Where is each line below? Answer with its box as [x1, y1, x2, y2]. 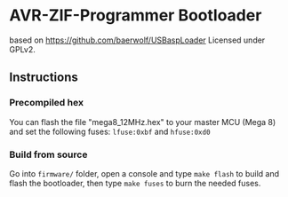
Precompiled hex [9, 97, 84, 109]
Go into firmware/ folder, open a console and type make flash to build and [9, 168, 280, 178]
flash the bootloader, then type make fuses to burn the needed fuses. [9, 177, 261, 188]
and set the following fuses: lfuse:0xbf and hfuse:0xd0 [9, 126, 211, 137]
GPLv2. [9, 43, 36, 54]
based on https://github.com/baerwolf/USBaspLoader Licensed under [9, 35, 266, 45]
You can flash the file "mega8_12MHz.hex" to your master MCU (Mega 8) [9, 116, 276, 127]
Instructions [9, 70, 78, 85]
